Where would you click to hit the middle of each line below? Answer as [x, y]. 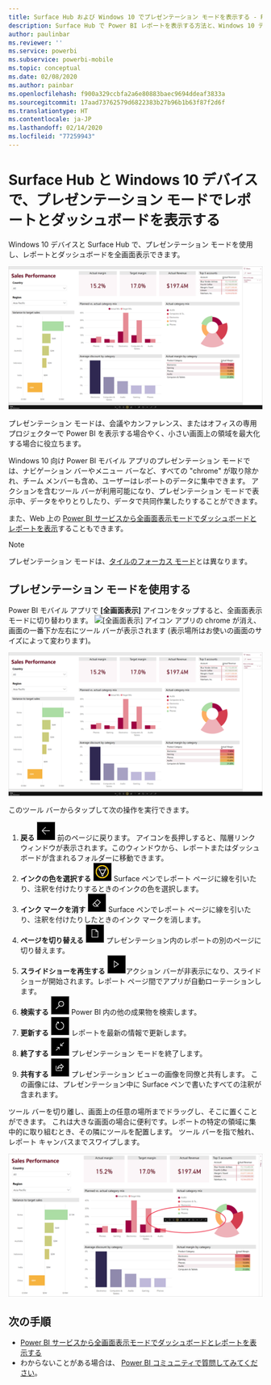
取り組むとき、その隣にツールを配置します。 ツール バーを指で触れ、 [144, 1131]
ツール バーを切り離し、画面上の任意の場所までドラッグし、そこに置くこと [133, 1111]
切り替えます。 [45, 950]
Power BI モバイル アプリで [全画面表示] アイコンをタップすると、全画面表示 [135, 610]
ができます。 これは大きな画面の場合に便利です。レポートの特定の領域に [129, 1121]
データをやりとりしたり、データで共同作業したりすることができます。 [146, 501]
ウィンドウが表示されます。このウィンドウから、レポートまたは [126, 847]
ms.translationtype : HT [48, 111]
